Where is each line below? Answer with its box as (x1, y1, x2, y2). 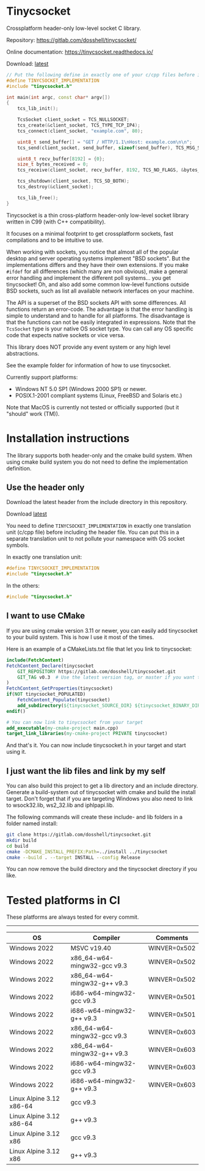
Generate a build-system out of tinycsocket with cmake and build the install (6, 789, 196, 796)
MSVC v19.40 (70, 944, 112, 952)
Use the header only (6, 483, 85, 493)
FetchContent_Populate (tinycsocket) (17, 697, 111, 703)
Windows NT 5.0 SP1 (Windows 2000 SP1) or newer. (15, 385, 147, 392)
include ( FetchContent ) (6, 657, 64, 663)
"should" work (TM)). (6, 410, 60, 417)
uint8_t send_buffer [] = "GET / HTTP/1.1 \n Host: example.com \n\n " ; (17, 139, 192, 145)
